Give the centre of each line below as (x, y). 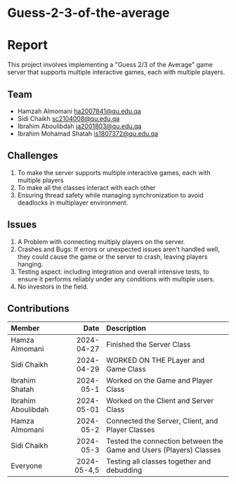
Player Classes (131, 430)
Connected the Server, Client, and (162, 421)
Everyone (26, 466)
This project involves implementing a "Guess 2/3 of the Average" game (110, 65)
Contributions (38, 308)
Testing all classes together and (159, 461)
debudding (124, 471)
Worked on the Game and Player (159, 381)
